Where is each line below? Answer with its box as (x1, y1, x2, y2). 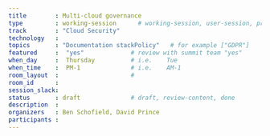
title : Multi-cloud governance (8, 11, 142, 20)
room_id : (8, 78, 59, 86)
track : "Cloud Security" (8, 26, 121, 34)
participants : (8, 116, 59, 124)
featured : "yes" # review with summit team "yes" (8, 49, 243, 57)
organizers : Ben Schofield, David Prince (8, 109, 160, 117)
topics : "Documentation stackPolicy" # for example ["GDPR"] (8, 42, 250, 50)
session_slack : (8, 86, 59, 94)
